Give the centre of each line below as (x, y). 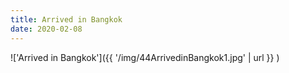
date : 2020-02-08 (46, 29)
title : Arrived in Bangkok (66, 19)
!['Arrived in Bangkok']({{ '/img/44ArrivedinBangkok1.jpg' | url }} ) (145, 57)
